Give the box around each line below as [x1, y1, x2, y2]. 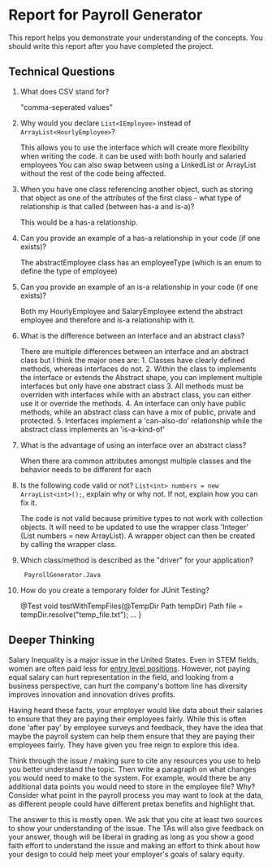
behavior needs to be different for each [19, 464, 152, 474]
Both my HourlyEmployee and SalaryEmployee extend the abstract [19, 306, 244, 316]
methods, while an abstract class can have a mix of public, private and [19, 407, 256, 417]
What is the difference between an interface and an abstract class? [19, 331, 245, 340]
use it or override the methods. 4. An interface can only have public [19, 398, 246, 408]
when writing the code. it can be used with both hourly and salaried [19, 151, 246, 160]
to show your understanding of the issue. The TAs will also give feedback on [8, 823, 264, 833]
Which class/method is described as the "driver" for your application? [19, 555, 254, 565]
